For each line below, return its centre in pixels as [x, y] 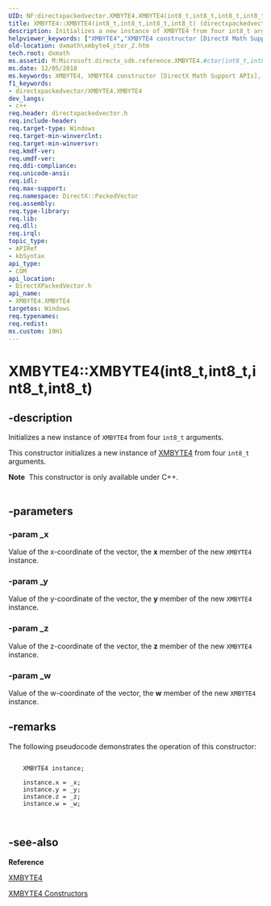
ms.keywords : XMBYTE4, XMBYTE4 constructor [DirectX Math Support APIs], [135, 76]
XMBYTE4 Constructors [48, 893]
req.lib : [23, 219]
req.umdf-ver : [32, 158]
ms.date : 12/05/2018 [43, 69]
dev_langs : [27, 99]
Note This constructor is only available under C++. [94, 477]
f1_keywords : [30, 83]
